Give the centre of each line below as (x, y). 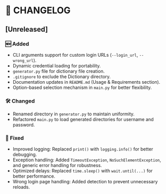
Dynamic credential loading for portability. (57, 65)
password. (24, 125)
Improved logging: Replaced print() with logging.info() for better (83, 149)
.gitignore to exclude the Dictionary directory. (62, 77)
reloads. (21, 187)
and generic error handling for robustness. (57, 165)
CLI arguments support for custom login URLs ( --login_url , (75, 55)
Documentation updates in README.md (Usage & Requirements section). (86, 82)
